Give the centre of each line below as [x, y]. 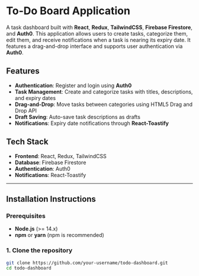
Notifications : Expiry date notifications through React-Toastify [92, 123]
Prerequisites [26, 216]
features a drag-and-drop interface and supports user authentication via [94, 46]
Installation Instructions [51, 199]
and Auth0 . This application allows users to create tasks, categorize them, [97, 33]
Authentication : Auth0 [43, 169]
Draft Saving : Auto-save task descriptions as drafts [78, 117]
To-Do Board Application [68, 11]
